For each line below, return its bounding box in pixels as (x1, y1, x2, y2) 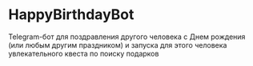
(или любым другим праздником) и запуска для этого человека (8, 40, 227, 49)
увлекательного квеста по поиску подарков (8, 49, 159, 58)
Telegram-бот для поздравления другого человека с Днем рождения (8, 32, 246, 41)
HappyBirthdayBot (8, 6, 135, 24)
